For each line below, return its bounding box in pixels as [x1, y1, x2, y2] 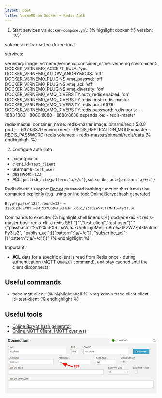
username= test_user [12, 166, 55, 172]
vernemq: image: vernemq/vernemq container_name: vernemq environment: [5, 60, 158, 66]
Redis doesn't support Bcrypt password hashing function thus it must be [5, 186, 149, 191]
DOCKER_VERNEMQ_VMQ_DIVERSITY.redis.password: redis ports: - [5, 107, 140, 113]
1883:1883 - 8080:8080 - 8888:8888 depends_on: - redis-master [5, 112, 135, 118]
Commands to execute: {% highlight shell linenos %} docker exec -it [5, 214, 141, 220]
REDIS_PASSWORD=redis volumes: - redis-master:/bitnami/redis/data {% [5, 132, 151, 138]
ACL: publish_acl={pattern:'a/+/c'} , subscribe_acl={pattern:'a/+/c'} [12, 176, 156, 182]
